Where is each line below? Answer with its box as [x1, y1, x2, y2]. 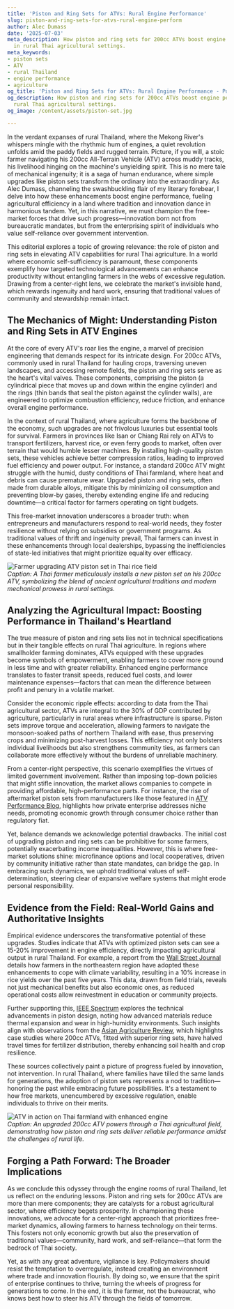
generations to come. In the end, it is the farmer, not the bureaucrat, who [7, 1287, 216, 1295]
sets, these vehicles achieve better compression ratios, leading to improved [7, 454, 224, 462]
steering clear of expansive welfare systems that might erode [50, 874, 226, 882]
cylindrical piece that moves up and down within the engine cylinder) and [7, 381, 217, 389]
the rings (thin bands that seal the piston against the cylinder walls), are [7, 388, 212, 397]
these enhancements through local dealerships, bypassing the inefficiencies [7, 541, 226, 549]
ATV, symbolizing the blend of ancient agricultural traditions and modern [7, 576, 217, 585]
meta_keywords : [7, 49, 52, 56]
